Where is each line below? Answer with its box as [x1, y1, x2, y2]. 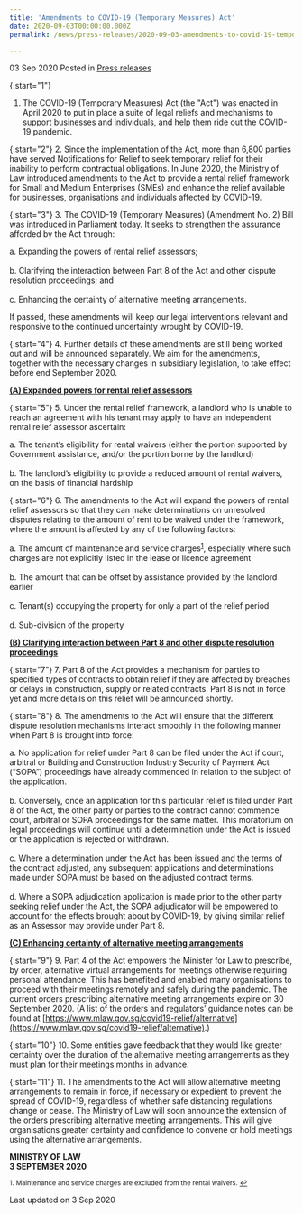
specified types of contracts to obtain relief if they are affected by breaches [9, 674, 291, 685]
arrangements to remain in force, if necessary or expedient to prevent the [9, 1086, 282, 1097]
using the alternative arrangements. [9, 1135, 142, 1145]
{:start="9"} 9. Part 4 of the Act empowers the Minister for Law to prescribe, [9, 955, 293, 967]
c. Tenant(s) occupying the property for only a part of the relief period [9, 601, 270, 612]
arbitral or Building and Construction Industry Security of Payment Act [9, 757, 271, 768]
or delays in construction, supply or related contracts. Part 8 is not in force [9, 684, 286, 695]
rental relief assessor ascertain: [9, 422, 126, 433]
